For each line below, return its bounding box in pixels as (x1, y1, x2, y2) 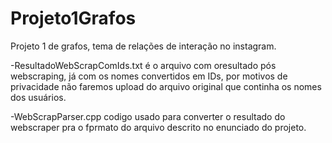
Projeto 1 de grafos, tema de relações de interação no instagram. (10, 40, 277, 52)
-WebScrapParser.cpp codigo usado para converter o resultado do (10, 110, 286, 122)
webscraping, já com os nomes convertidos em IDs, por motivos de (10, 70, 288, 82)
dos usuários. (10, 91, 67, 103)
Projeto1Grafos (10, 7, 137, 30)
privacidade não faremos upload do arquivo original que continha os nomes (10, 80, 322, 92)
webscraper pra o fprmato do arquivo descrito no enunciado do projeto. (10, 121, 307, 133)
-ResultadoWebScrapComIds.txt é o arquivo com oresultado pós (10, 59, 277, 71)
